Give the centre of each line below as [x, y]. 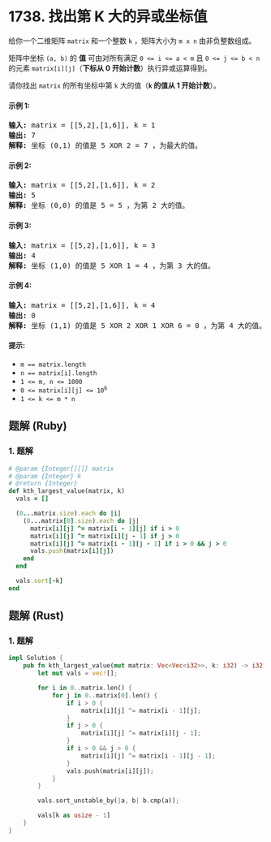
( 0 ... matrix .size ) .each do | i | [69, 514]
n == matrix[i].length [58, 373]
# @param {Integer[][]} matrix [61, 468]
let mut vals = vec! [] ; [77, 674]
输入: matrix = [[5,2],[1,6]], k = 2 [82, 185]
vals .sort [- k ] [39, 581]
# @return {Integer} [43, 484]
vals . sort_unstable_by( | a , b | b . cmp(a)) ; [109, 801]
